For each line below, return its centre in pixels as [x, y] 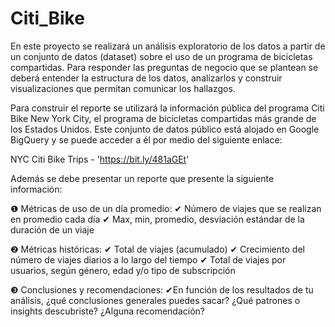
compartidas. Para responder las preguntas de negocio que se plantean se [164, 67]
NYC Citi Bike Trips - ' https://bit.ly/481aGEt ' [100, 159]
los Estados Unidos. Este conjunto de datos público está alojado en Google [165, 129]
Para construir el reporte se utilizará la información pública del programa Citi [167, 108]
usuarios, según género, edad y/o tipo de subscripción [123, 270]
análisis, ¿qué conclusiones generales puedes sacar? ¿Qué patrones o [155, 300]
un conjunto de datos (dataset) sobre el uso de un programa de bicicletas [161, 56]
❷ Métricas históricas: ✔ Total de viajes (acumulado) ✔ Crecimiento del [157, 249]
